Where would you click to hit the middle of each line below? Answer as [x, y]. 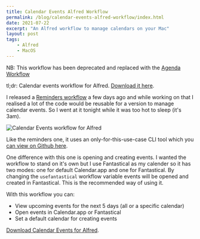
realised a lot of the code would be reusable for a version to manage [90, 103]
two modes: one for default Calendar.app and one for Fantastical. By [90, 170]
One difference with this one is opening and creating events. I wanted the [96, 157]
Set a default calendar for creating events [66, 218]
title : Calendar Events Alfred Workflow [57, 12]
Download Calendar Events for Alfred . [53, 230]
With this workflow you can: [40, 194]
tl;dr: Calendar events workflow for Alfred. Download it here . [80, 85]
